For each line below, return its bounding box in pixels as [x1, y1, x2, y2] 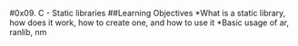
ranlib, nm [9, 27, 47, 37]
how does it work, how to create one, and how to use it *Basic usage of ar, [9, 17, 289, 28]
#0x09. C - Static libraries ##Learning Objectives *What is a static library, [9, 8, 286, 18]
